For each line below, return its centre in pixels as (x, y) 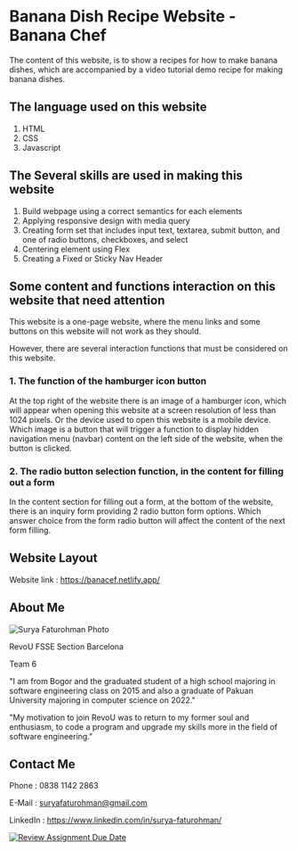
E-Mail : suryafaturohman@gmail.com (79, 803)
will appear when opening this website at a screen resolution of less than (143, 410)
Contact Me (42, 764)
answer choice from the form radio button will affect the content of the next (148, 520)
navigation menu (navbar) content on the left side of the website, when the (146, 438)
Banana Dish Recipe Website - (123, 17)
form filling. (30, 530)
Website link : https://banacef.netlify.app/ (84, 579)
